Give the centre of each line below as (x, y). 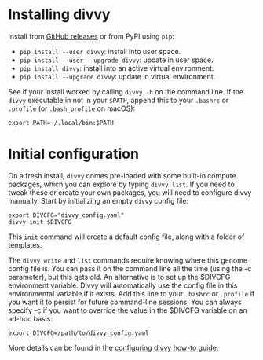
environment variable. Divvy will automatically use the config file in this (123, 285)
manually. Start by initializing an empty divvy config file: (99, 200)
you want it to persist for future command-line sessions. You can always (125, 302)
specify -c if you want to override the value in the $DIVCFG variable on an (128, 310)
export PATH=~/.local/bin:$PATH (61, 123)
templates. (25, 244)
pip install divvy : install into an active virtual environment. (117, 68)
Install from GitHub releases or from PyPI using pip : (91, 36)
